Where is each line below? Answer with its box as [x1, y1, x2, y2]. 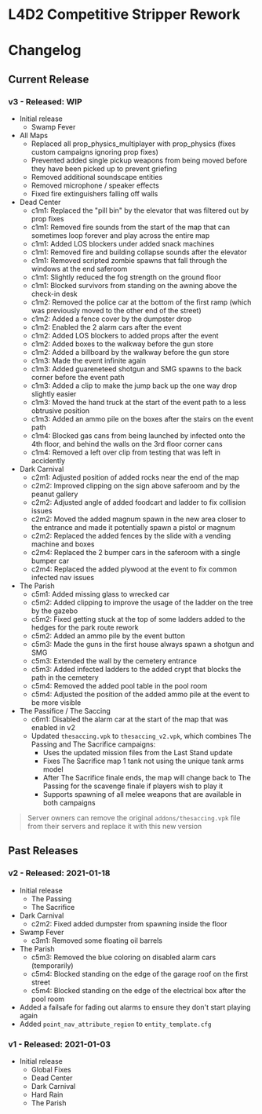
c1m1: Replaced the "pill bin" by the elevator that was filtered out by [31, 206, 249, 215]
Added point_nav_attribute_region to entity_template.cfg [19, 1019, 212, 1028]
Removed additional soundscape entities [31, 173, 163, 182]
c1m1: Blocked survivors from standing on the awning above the [31, 281, 238, 290]
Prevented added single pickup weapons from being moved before [31, 155, 248, 166]
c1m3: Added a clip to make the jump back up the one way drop [31, 381, 238, 390]
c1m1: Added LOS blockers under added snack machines [31, 239, 215, 249]
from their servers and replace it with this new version [27, 822, 202, 831]
